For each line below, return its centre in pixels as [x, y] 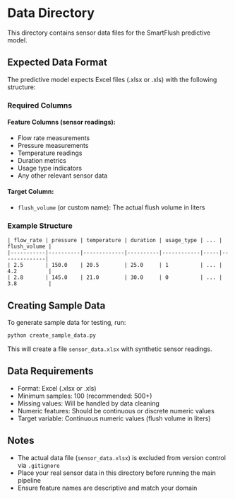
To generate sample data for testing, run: [67, 323]
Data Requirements [50, 371]
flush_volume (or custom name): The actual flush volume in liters [111, 207]
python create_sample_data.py [52, 335]
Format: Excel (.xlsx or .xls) [57, 388]
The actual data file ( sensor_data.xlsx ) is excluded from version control [121, 457]
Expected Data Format [57, 63]
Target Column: [31, 192]
